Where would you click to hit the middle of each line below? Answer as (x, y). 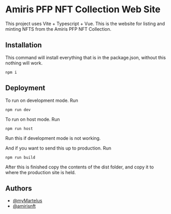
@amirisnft (24, 206)
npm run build (20, 157)
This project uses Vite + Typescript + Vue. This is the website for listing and (85, 24)
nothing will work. (24, 63)
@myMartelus (27, 201)
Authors (19, 188)
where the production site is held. (40, 172)
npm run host (19, 129)
